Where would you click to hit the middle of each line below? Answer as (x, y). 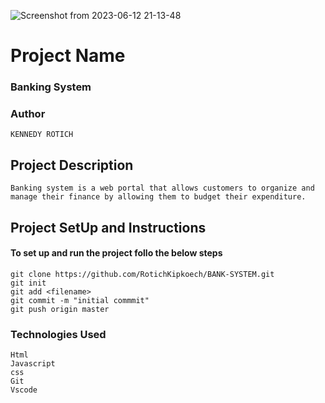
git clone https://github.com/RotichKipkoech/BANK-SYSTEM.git (142, 274)
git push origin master (60, 309)
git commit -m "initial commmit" (80, 300)
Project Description (72, 165)
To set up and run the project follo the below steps (116, 253)
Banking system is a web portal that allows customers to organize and (162, 188)
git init (28, 283)
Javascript (33, 364)
